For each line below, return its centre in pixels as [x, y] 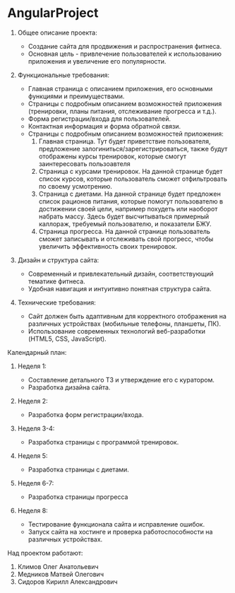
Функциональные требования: [63, 75]
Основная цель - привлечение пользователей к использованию [125, 54]
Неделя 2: [32, 401]
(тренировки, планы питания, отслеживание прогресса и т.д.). [122, 111]
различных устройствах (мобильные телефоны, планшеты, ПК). [124, 324]
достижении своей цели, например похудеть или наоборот [128, 209]
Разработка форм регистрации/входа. [86, 414]
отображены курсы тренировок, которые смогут [113, 156]
